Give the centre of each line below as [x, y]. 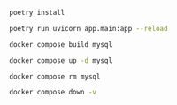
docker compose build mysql [61, 44]
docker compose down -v [53, 93]
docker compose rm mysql [55, 76]
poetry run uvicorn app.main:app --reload [88, 28]
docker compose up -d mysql [61, 60]
